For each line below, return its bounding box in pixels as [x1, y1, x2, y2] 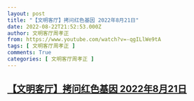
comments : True [7, 49, 52, 56]
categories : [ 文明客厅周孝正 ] [7, 56, 95, 63]
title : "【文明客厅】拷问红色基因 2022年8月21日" [7, 17, 139, 24]
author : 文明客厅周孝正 [7, 29, 69, 37]
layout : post [7, 10, 46, 17]
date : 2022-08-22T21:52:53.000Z [7, 23, 102, 30]
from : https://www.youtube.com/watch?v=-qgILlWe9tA [7, 36, 161, 43]
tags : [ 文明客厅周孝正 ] [7, 42, 76, 49]
